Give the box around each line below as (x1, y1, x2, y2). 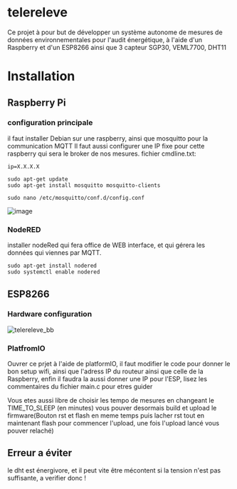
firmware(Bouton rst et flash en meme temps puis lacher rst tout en (7, 411, 205, 420)
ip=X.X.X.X (7, 163, 40, 170)
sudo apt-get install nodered (7, 262, 98, 270)
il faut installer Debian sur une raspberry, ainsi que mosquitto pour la (7, 133, 209, 143)
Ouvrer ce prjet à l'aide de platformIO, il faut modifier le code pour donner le (7, 360, 231, 368)
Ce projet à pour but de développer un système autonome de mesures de (7, 28, 223, 36)
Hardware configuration (7, 309, 93, 319)
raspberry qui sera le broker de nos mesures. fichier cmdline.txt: (7, 149, 196, 158)
